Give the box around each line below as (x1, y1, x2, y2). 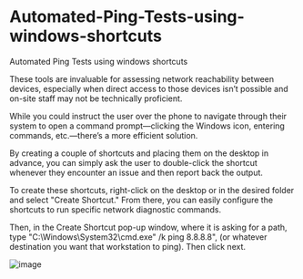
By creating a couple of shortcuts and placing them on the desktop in (9, 148, 269, 159)
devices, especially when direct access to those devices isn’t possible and (9, 83, 288, 94)
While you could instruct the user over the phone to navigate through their (9, 110, 288, 121)
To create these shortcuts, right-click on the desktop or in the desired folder (9, 184, 295, 195)
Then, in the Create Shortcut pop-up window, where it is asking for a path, (9, 222, 288, 232)
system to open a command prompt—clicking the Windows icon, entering (9, 120, 285, 131)
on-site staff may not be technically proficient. (9, 93, 183, 104)
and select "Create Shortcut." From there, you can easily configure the (9, 194, 274, 205)
